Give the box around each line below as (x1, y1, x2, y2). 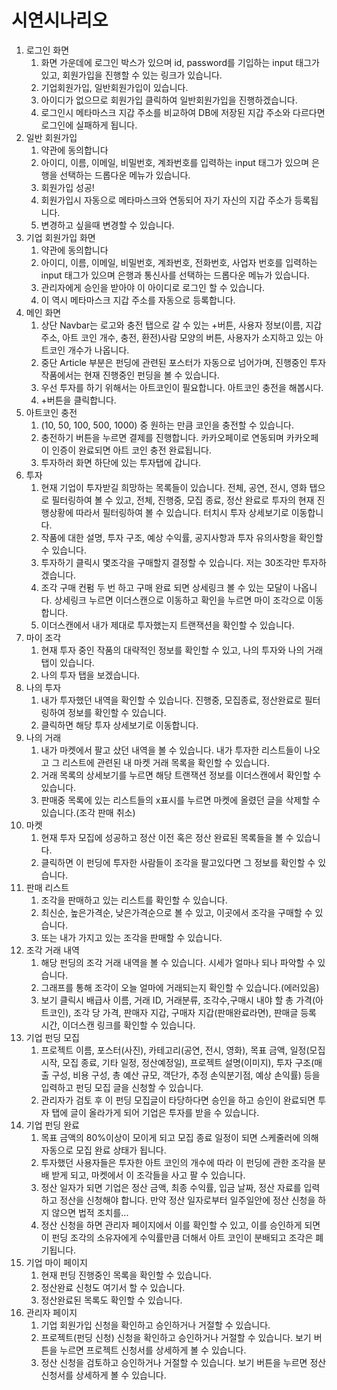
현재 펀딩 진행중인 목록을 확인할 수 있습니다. (40, 1269, 212, 1281)
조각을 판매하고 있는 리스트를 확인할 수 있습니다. (40, 894, 228, 906)
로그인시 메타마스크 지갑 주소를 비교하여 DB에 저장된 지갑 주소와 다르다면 (40, 106, 326, 118)
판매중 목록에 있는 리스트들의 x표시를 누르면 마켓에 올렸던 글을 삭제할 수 (40, 794, 321, 806)
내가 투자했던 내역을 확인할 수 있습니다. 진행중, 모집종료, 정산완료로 (40, 694, 303, 706)
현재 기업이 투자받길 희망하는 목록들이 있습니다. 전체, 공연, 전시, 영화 (40, 481, 308, 493)
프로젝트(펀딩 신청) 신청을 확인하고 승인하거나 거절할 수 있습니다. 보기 (40, 1331, 312, 1343)
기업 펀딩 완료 (25, 1119, 80, 1131)
